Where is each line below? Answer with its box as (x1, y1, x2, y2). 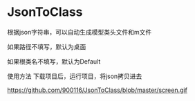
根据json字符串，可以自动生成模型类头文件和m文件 (7, 28, 152, 36)
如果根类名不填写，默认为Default (7, 57, 101, 66)
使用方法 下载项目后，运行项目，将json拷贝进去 (7, 72, 142, 80)
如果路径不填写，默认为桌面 (7, 42, 86, 50)
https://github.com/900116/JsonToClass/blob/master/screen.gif (7, 86, 188, 94)
